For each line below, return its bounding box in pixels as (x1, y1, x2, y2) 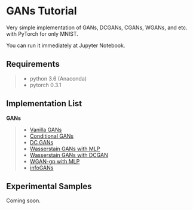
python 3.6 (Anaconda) (29, 75, 87, 82)
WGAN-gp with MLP (29, 157, 80, 165)
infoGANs (29, 164, 54, 171)
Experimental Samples (6, 181, 92, 192)
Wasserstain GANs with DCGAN (29, 151, 109, 159)
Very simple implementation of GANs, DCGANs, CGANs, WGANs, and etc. (6, 24, 188, 31)
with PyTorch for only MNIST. (6, 30, 79, 37)
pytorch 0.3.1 (29, 81, 62, 88)
